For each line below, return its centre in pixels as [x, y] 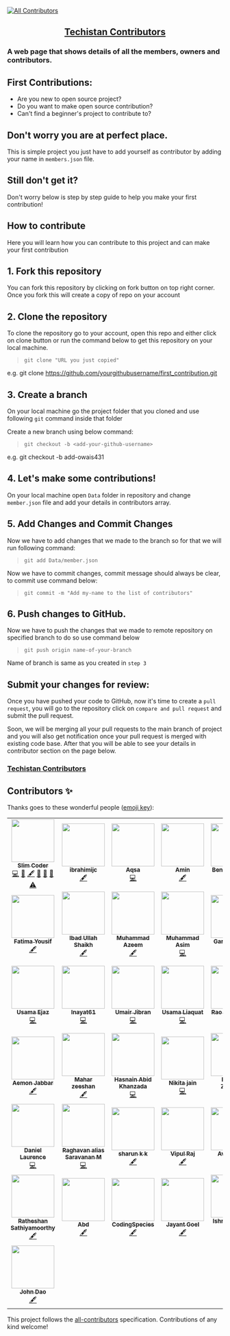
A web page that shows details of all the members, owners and [114, 51]
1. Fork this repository [54, 271]
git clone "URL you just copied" [72, 360]
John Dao [33, 1291]
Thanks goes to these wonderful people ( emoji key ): [81, 807]
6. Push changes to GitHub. [67, 614]
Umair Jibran [133, 1012]
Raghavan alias [83, 1150]
